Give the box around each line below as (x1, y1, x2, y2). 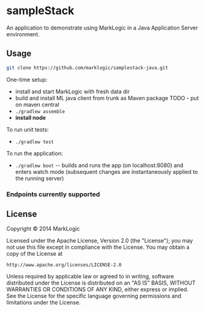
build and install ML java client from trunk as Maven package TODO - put (15, 94, 199, 101)
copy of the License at (6, 250, 63, 258)
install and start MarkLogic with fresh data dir (15, 87, 130, 95)
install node (15, 114, 46, 121)
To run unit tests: (6, 125, 49, 133)
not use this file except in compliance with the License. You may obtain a (6, 243, 190, 251)
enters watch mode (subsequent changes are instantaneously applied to (15, 168, 198, 175)
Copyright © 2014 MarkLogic (6, 225, 80, 232)
